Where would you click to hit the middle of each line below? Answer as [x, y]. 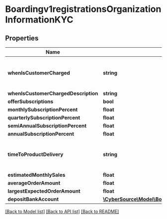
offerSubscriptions [31, 102]
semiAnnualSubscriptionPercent [47, 126]
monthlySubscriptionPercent [43, 109]
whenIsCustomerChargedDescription [53, 93]
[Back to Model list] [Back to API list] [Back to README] [62, 212]
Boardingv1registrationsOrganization [83, 9]
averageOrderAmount [34, 183]
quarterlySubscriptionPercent [44, 118]
